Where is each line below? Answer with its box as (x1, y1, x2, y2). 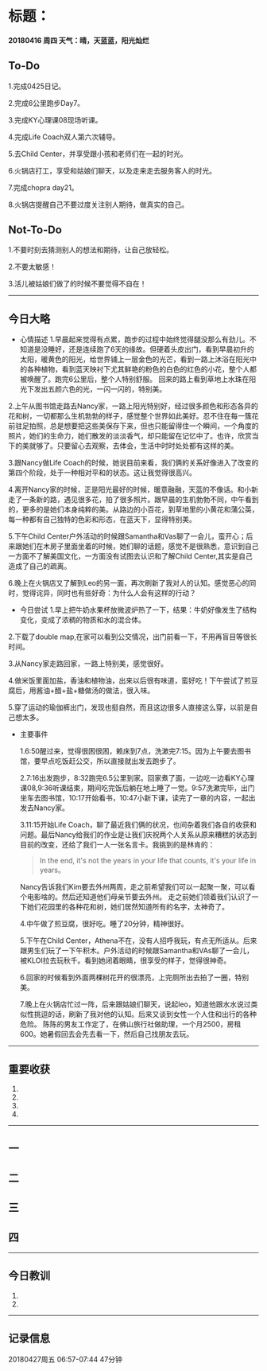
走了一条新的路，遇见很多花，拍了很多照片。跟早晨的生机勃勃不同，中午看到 (8, 495, 259, 504)
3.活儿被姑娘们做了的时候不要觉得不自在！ (8, 279, 147, 289)
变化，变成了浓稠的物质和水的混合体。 (19, 615, 145, 625)
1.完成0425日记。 (8, 81, 66, 91)
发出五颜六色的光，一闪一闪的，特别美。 (33, 384, 167, 394)
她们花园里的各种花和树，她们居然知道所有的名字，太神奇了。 (26, 902, 229, 912)
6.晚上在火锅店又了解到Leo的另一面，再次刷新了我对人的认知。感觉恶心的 (8, 578, 250, 588)
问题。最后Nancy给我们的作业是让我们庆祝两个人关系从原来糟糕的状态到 (19, 830, 257, 839)
